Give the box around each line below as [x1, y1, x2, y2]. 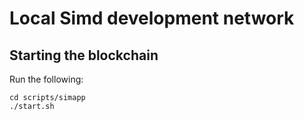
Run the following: [9, 73, 84, 85]
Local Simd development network [9, 7, 295, 30]
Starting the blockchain [9, 47, 159, 64]
